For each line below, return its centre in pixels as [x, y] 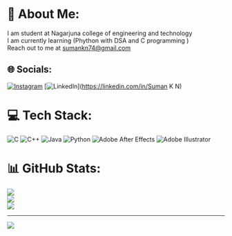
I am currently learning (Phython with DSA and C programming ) [98, 40]
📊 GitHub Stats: [54, 168]
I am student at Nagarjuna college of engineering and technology [100, 33]
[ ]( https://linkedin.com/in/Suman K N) [113, 86]
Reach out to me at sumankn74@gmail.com [69, 48]
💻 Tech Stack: [50, 115]
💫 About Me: [43, 14]
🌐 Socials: [30, 69]
